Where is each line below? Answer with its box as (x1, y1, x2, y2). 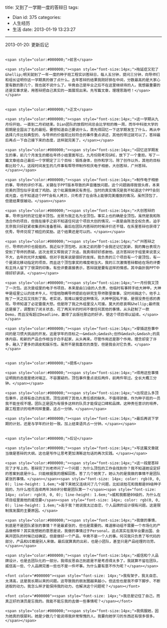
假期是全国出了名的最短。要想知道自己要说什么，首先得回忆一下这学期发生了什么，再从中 (5, 127, 161, 132)
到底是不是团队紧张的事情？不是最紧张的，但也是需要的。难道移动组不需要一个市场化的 (5, 523, 157, 528)
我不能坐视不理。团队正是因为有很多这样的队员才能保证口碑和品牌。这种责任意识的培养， (5, 401, 161, 406)
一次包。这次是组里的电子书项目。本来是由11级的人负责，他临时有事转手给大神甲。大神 (8, 285, 162, 290)
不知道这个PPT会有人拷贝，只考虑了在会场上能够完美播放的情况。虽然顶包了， (23, 193, 160, 198)
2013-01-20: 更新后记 (5, 42, 49, 47)
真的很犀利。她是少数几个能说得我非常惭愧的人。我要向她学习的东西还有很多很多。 (12, 614, 157, 619)
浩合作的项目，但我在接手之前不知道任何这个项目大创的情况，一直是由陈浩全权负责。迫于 (5, 219, 161, 224)
